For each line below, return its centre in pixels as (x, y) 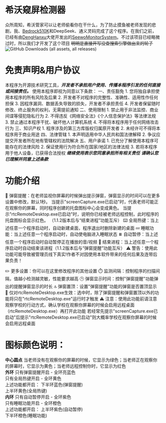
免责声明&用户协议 (43, 70)
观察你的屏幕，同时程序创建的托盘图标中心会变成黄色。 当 (68, 208)
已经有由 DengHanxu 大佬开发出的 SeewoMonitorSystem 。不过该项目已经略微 (83, 37)
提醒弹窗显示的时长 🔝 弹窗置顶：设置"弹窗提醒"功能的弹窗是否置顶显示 (85, 286)
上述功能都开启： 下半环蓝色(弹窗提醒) (44, 384)
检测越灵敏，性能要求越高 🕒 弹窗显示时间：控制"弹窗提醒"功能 (90, 278)
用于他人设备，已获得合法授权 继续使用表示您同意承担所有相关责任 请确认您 (82, 153)
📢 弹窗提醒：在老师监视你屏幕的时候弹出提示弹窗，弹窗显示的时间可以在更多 (83, 195)
